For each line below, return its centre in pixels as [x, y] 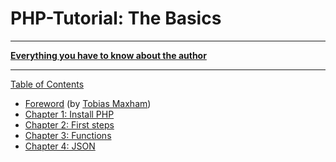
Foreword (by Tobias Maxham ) [88, 103]
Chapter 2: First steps [69, 124]
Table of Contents [47, 84]
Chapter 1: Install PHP [69, 114]
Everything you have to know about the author [108, 55]
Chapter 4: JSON [60, 146]
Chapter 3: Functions [68, 135]
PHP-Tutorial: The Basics [116, 18]
